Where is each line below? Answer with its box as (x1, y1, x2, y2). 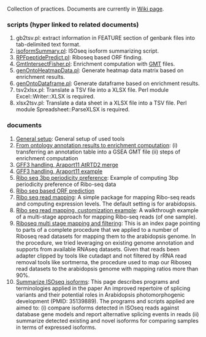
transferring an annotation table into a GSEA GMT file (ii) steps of (15, 148, 180, 155)
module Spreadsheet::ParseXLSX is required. (15, 106, 130, 113)
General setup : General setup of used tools (15, 135, 125, 143)
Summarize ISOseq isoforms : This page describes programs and (15, 278, 180, 285)
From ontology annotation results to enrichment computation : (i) (15, 141, 178, 149)
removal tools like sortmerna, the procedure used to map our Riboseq (15, 258, 192, 265)
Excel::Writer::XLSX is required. (15, 93, 95, 100)
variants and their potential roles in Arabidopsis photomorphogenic (15, 291, 185, 298)
